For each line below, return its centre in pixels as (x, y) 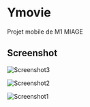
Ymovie (29, 13)
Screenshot (32, 53)
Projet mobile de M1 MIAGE (45, 32)
